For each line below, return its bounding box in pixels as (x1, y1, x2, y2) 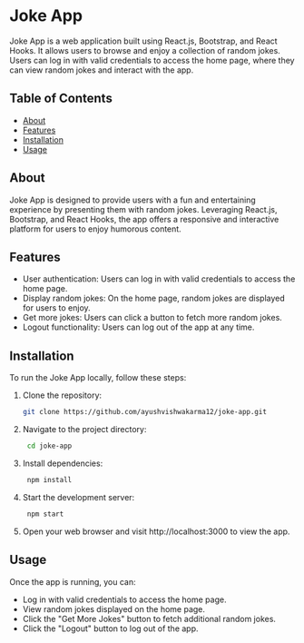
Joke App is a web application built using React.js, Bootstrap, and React (9, 35, 279, 46)
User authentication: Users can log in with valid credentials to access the (22, 273, 296, 284)
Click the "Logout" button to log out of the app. (22, 623, 199, 634)
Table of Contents (9, 91, 113, 106)
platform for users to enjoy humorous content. (9, 223, 181, 234)
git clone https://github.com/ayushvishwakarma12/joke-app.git (22, 408, 268, 417)
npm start (26, 509, 64, 519)
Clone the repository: (22, 390, 103, 401)
